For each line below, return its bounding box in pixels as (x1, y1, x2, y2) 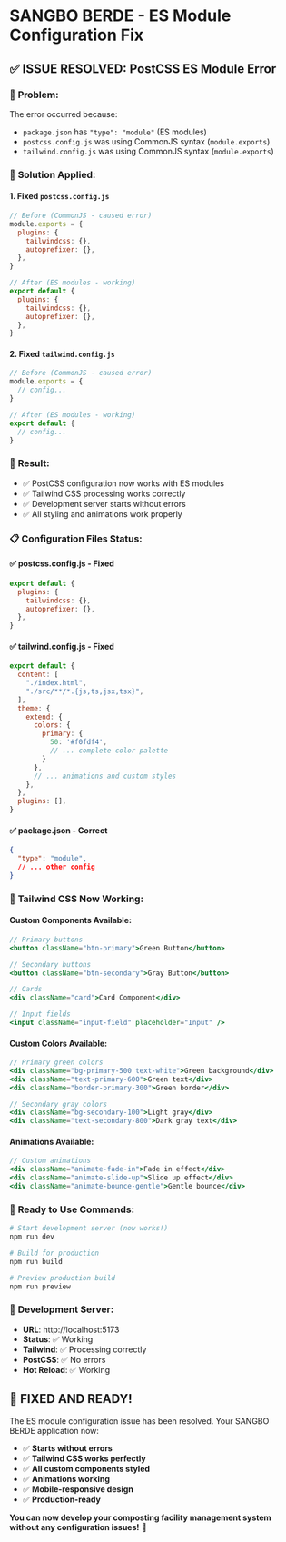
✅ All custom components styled (22, 1463, 151, 1474)
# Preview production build (9, 1273, 116, 1282)
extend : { (25, 712, 64, 721)
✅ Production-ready (22, 1494, 102, 1505)
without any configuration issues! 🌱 (9, 1521, 147, 1532)
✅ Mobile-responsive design (22, 1483, 133, 1495)
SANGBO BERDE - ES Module (9, 5, 232, 26)
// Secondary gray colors (9, 1099, 107, 1109)
